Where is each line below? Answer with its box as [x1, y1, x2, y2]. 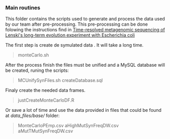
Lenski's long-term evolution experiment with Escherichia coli [5, 32, 135, 38]
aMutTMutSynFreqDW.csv [17, 128, 73, 134]
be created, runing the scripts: [5, 67, 69, 73]
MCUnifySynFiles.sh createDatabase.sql [17, 77, 103, 84]
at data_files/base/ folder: [5, 112, 60, 119]
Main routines [5, 4, 41, 11]
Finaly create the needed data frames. [5, 87, 86, 93]
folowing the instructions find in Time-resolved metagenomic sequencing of [5, 27, 165, 33]
